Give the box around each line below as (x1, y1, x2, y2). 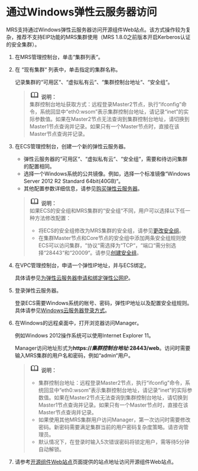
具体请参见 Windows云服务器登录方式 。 (14, 307, 111, 314)
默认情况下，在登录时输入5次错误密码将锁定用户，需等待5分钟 (38, 438, 190, 445)
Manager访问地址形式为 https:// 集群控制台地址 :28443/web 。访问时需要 (14, 344, 191, 352)
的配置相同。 (23, 163, 55, 170)
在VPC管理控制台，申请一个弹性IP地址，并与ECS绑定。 (14, 261, 150, 269)
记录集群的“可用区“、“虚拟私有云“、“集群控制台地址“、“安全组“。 (14, 78, 173, 86)
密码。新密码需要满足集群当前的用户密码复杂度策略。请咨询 (38, 423, 184, 430)
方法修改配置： (34, 214, 72, 222)
